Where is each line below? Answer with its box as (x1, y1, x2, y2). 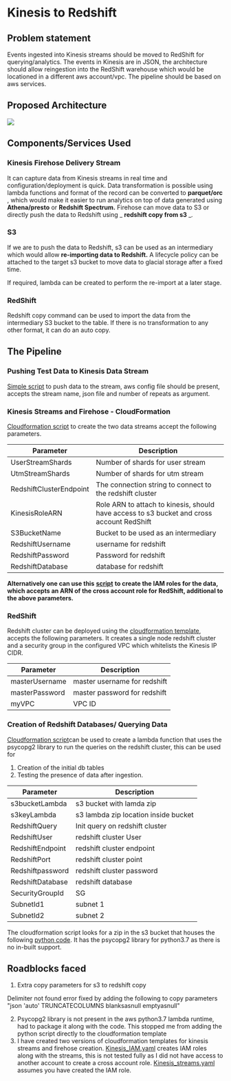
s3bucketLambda (10, 799, 67, 808)
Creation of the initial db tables (16, 763, 104, 772)
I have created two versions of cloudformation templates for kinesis (16, 1037, 208, 1045)
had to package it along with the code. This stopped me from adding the (16, 1022, 222, 1031)
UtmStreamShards (10, 469, 70, 479)
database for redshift (96, 562, 164, 571)
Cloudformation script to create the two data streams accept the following (7, 422, 217, 431)
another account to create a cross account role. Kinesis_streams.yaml (16, 1059, 215, 1067)
